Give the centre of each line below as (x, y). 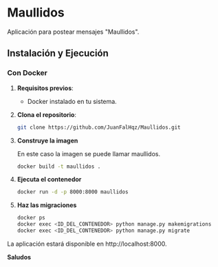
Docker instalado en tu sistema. (72, 101)
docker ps (31, 218)
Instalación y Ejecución (58, 53)
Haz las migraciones (47, 205)
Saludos (19, 257)
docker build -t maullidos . (59, 167)
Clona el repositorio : (47, 114)
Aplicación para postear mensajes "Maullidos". (73, 32)
